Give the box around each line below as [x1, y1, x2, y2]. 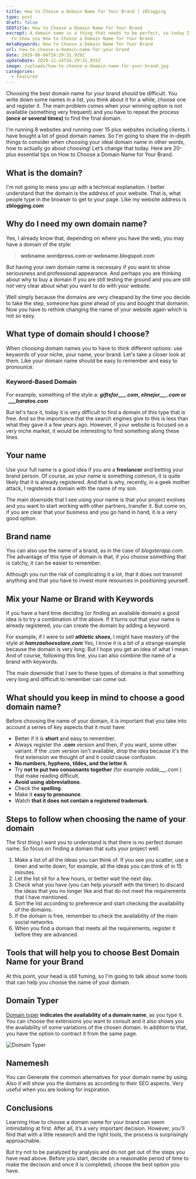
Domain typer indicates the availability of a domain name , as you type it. [6, 1011, 183, 1018]
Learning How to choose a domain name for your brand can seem [6, 1119, 165, 1126]
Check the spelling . [14, 785, 63, 792]
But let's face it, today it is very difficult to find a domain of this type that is [6, 408, 185, 415]
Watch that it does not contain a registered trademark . [14, 797, 149, 805]
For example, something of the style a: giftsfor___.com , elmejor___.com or [6, 391, 187, 398]
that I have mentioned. [14, 893, 69, 900]
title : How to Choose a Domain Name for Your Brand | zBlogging [6, 8, 166, 15]
